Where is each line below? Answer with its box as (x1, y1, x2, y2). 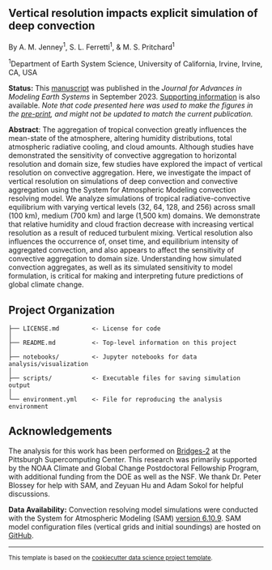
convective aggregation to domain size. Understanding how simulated (8, 254, 242, 264)
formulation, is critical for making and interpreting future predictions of (8, 271, 244, 281)
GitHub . (8, 530, 34, 540)
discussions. (8, 489, 50, 499)
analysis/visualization (8, 359, 89, 368)
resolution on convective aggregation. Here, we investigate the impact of (8, 168, 251, 177)
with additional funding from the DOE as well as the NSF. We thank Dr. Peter (8, 471, 261, 481)
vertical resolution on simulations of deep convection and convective (8, 177, 239, 186)
